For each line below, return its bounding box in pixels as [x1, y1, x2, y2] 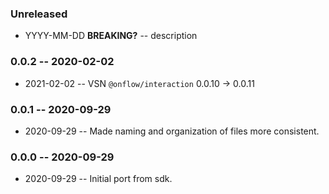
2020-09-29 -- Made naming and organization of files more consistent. [24, 125, 320, 137]
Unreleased [10, 7, 68, 21]
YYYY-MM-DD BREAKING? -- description [24, 30, 198, 42]
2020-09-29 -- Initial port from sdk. [24, 173, 173, 185]
